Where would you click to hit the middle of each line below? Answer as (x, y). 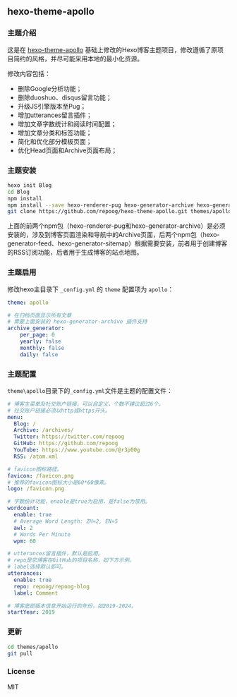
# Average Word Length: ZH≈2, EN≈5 (66, 521)
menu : (15, 417)
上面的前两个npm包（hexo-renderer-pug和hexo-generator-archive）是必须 (116, 226)
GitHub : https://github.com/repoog (66, 444)
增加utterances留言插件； (55, 115)
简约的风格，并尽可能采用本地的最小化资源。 (78, 59)
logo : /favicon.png (36, 489)
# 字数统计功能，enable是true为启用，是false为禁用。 (79, 502)
